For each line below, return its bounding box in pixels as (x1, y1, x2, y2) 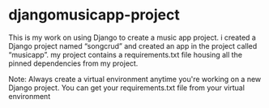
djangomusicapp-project (8, 6, 180, 24)
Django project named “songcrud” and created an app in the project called (8, 41, 258, 50)
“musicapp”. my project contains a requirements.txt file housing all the (8, 50, 243, 59)
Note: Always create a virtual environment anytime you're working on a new (8, 74, 262, 84)
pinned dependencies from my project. (8, 58, 139, 68)
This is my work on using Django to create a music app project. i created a (8, 32, 257, 42)
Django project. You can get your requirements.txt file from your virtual (8, 83, 246, 93)
